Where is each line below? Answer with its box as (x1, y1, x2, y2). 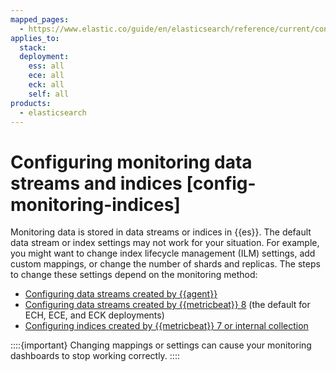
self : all (28, 89, 70, 99)
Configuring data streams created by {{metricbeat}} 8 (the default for (24, 299, 311, 311)
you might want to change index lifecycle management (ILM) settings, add (10, 247, 316, 260)
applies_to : (10, 33, 60, 43)
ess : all (28, 61, 65, 71)
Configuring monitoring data (10, 151, 253, 173)
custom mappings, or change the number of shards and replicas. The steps (10, 258, 321, 270)
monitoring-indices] (10, 193, 181, 216)
